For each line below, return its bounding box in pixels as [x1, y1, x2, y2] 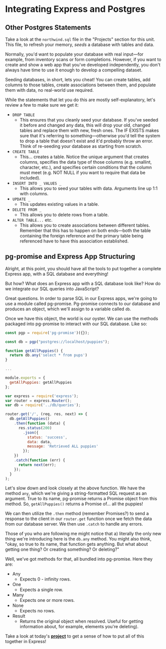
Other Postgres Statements [5, 23, 91, 32]
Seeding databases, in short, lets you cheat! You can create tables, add [5, 77, 151, 82]
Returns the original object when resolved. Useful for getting [19, 618, 144, 624]
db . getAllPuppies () [9, 416, 50, 421]
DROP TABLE [12, 113, 35, 118]
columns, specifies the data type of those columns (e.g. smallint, [19, 159, 152, 165]
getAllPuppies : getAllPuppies [9, 380, 72, 385]
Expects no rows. [19, 608, 55, 614]
